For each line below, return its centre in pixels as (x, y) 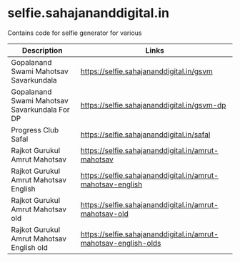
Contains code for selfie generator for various (75, 33)
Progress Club (35, 130)
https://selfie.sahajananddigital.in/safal (145, 135)
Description (42, 50)
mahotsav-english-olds (121, 243)
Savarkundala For (40, 110)
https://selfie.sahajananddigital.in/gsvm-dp (153, 105)
